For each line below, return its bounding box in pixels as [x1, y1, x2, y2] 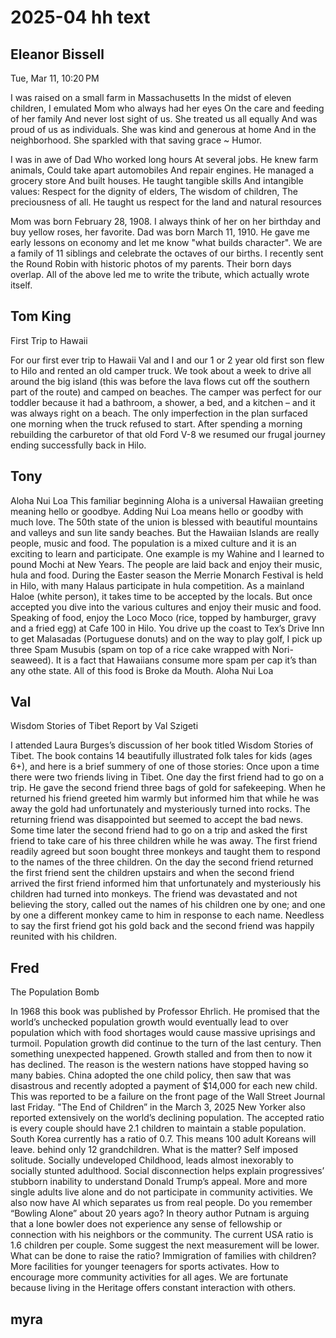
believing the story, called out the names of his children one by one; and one [10, 899, 326, 911]
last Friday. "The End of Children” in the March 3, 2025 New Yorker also [10, 1101, 306, 1113]
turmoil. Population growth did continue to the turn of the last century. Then [10, 1037, 322, 1050]
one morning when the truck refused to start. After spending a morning [10, 417, 303, 430]
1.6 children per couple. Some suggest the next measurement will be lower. [10, 1239, 320, 1251]
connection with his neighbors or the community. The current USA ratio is [10, 1229, 314, 1241]
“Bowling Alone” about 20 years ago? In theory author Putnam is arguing [10, 1207, 310, 1220]
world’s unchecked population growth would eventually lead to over [10, 1016, 289, 1028]
